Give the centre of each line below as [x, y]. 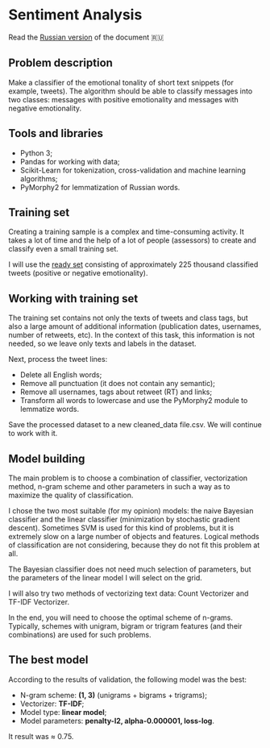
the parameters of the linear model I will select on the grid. [106, 578]
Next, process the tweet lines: [58, 359]
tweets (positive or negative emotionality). [78, 273]
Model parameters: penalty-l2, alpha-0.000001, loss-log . [117, 721]
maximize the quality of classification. [71, 495]
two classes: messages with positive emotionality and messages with [124, 99]
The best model [48, 660]
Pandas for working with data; [70, 161]
